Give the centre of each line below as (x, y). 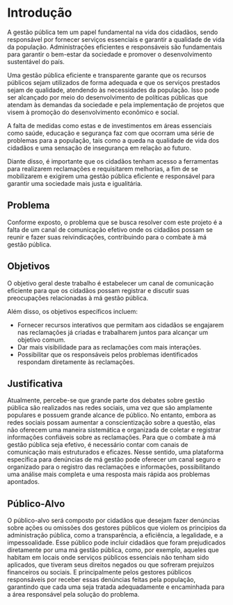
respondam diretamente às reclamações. (76, 362)
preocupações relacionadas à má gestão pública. (78, 298)
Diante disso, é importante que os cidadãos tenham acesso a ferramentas (113, 161)
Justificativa (35, 383)
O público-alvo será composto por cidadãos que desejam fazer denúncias (114, 521)
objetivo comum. (41, 340)
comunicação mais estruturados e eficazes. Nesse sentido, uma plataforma (115, 452)
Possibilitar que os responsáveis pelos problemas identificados (107, 354)
